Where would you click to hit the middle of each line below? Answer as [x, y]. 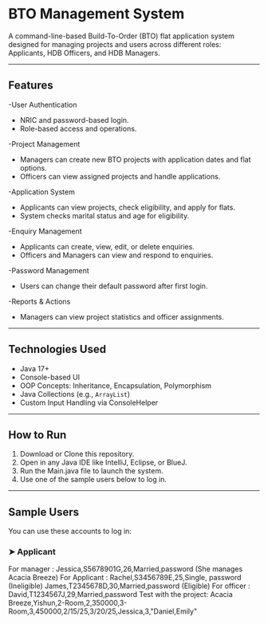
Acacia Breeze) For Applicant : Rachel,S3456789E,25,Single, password [125, 578]
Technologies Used [57, 349]
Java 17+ [34, 368]
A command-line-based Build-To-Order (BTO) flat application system [122, 36]
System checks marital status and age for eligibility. [104, 215]
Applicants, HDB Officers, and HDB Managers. [85, 53]
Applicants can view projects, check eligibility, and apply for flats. [127, 207]
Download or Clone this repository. [77, 454]
